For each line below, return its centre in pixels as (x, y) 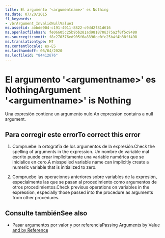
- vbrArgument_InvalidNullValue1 (39, 23)
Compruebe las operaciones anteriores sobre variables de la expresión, (84, 177)
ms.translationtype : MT (29, 42)
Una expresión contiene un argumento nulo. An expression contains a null (79, 114)
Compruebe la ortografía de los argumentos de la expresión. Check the (83, 146)
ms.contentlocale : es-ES (30, 46)
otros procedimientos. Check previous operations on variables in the (81, 187)
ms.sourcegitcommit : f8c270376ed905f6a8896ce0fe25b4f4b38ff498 (71, 37)
